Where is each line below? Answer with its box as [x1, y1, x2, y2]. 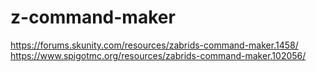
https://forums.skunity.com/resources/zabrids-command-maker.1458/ [10, 39, 299, 51]
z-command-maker [10, 6, 176, 29]
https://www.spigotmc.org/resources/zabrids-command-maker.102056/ [10, 49, 307, 61]
